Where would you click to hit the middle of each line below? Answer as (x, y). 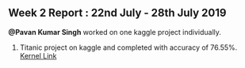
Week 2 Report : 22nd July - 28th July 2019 (117, 13)
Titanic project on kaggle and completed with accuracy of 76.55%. (128, 47)
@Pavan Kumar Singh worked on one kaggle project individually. (115, 32)
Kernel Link (38, 55)
